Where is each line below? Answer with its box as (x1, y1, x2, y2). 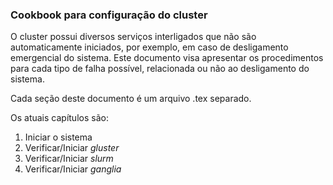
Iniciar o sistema (24, 131, 93, 143)
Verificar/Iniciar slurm (24, 153, 114, 165)
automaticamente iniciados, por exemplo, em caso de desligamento (10, 41, 289, 53)
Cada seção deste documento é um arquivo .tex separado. (10, 93, 252, 105)
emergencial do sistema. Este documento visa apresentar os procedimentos (10, 52, 324, 64)
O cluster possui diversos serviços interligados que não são (10, 31, 257, 43)
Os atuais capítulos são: (10, 112, 109, 124)
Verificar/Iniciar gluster (24, 142, 120, 154)
